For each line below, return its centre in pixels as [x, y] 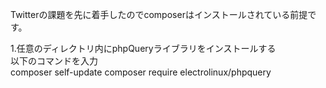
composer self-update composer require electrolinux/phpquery [141, 72]
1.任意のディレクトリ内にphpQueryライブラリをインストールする [143, 48]
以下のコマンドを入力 [54, 61]
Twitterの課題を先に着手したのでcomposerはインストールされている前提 [159, 14]
